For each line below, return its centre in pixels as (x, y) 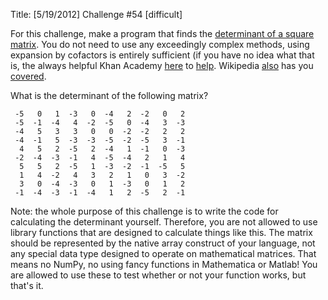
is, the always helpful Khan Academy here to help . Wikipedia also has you (162, 65)
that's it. (27, 285)
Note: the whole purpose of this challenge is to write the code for (144, 211)
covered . (28, 76)
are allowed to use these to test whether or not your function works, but (158, 275)
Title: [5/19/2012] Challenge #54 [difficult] (96, 14)
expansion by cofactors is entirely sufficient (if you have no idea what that (162, 55)
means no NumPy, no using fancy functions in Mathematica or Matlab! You (164, 264)
